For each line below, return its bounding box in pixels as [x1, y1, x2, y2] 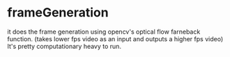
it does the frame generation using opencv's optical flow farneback [7, 27, 201, 36]
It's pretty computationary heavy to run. [7, 42, 122, 50]
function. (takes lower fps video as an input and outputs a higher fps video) [7, 34, 224, 43]
